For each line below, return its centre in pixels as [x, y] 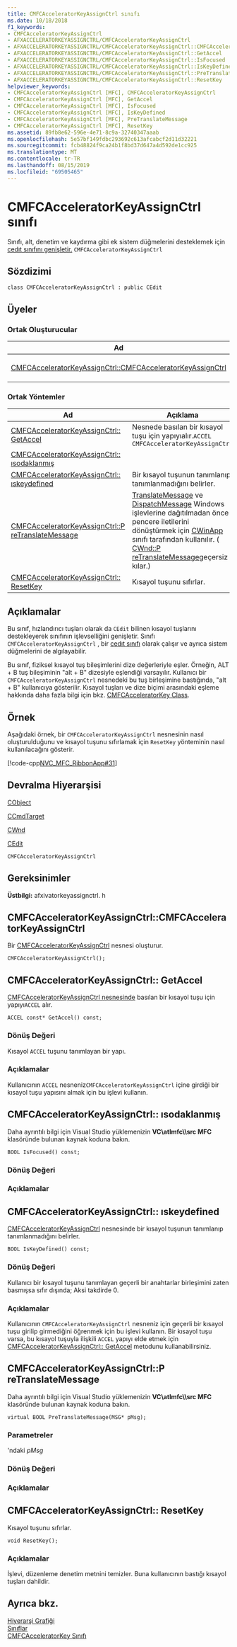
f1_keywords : [26, 27]
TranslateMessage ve [167, 495]
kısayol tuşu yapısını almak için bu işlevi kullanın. [78, 1092]
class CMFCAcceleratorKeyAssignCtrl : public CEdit [85, 287]
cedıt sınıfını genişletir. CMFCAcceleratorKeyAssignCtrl [85, 249]
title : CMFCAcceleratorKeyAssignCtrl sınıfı [74, 14]
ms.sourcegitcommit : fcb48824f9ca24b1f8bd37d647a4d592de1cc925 [102, 146]
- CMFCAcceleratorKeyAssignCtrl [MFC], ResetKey [80, 126]
